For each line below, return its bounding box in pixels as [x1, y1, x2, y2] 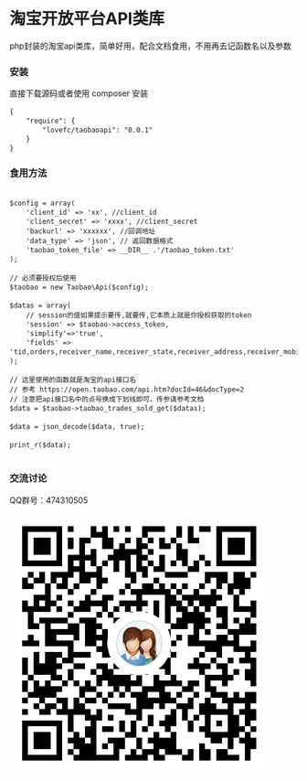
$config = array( [9, 198, 76, 208]
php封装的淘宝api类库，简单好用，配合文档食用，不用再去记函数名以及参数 [9, 40, 292, 51]
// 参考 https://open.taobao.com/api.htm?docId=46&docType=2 [9, 385, 245, 394]
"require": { [26, 116, 76, 126]
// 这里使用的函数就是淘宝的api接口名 [9, 375, 137, 384]
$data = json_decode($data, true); [9, 422, 145, 431]
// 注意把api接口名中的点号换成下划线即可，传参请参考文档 [9, 394, 205, 403]
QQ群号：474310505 [9, 495, 89, 506]
